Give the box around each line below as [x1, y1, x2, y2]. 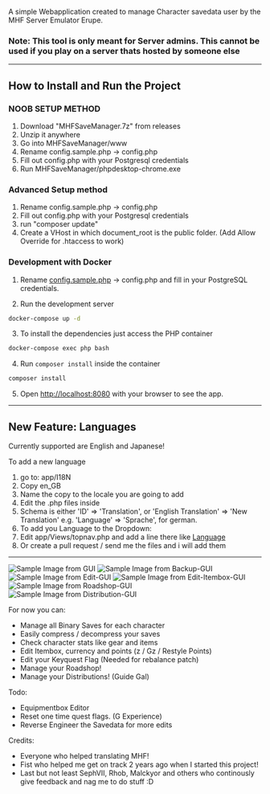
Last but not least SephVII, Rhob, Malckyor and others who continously [19, 768, 255, 778]
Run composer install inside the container [19, 359, 161, 369]
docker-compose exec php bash [8, 345, 110, 353]
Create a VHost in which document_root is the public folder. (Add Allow [19, 228, 256, 238]
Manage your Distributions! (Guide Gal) [19, 672, 150, 681]
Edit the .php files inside [19, 498, 100, 508]
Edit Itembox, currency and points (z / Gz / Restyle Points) [19, 646, 212, 656]
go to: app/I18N [19, 473, 72, 482]
